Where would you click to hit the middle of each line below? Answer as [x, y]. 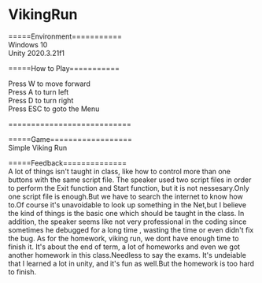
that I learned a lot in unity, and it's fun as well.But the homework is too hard [131, 263]
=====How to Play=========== [64, 68]
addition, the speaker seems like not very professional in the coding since [127, 222]
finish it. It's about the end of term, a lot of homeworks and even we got [124, 247]
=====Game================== [70, 139]
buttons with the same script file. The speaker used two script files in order [130, 180]
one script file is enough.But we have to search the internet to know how [126, 196]
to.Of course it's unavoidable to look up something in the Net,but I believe [127, 205]
